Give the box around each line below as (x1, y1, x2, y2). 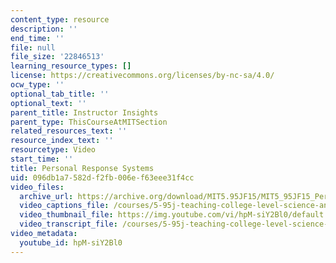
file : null (10, 42, 56, 53)
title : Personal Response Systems (10, 163, 155, 173)
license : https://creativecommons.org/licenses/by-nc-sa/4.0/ (10, 71, 275, 81)
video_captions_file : (19, 201, 110, 211)
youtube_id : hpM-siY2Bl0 (19, 237, 123, 248)
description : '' (10, 24, 78, 34)
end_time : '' (10, 33, 65, 43)
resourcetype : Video (10, 145, 97, 155)
